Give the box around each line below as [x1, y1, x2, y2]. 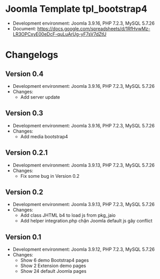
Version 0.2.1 [5, 148, 48, 157]
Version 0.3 [5, 109, 44, 118]
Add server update [20, 94, 61, 100]
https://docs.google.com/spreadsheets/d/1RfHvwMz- [37, 25, 150, 31]
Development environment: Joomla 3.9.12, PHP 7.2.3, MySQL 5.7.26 [12, 246, 155, 252]
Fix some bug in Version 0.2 [20, 173, 79, 179]
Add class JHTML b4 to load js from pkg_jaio [20, 212, 116, 218]
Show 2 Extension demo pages [20, 263, 86, 269]
